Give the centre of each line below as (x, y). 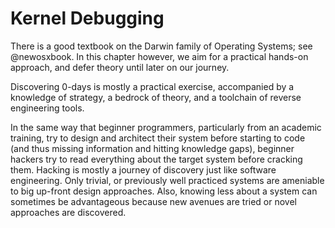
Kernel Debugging (87, 18)
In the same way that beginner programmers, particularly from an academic (166, 127)
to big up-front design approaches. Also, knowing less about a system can (164, 191)
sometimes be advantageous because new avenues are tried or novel (154, 201)
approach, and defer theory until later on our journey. (120, 67)
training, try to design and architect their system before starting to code (158, 138)
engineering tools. (47, 108)
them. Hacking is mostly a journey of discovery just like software (143, 169)
